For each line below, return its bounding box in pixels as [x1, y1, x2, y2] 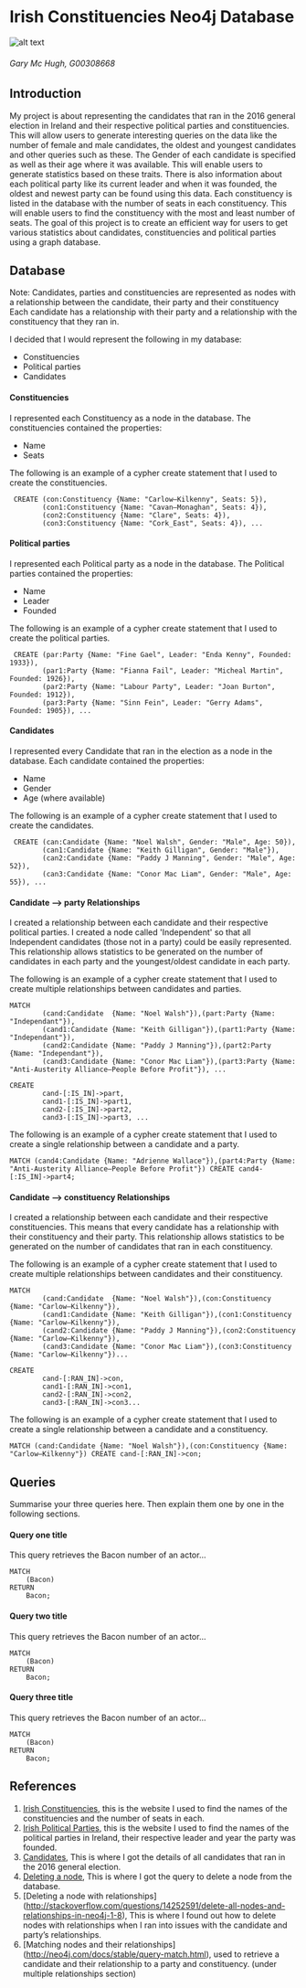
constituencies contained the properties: [9, 422, 163, 433]
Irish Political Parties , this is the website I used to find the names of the [22, 1822, 290, 1834]
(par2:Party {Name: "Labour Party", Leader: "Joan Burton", [42, 682, 276, 691]
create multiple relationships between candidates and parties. [9, 983, 242, 994]
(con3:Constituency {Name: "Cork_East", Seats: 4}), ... [42, 518, 263, 527]
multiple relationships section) [22, 1968, 137, 1979]
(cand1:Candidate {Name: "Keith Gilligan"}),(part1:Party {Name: [42, 1026, 297, 1035]
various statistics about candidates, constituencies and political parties [9, 227, 277, 238]
